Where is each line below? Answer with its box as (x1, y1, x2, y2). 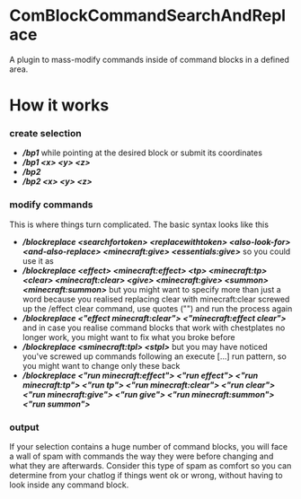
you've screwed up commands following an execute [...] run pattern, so (22, 351, 288, 362)
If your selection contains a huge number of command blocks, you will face (9, 442, 288, 452)
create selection (9, 127, 83, 140)
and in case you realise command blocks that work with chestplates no (22, 322, 286, 333)
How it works (9, 95, 110, 116)
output (9, 421, 40, 433)
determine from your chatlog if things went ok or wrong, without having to (9, 470, 283, 481)
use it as (22, 255, 54, 266)
